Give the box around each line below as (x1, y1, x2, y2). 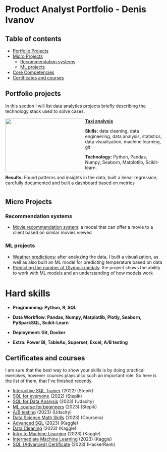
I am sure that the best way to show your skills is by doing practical (5, 367, 145, 373)
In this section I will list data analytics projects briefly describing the (5, 103, 146, 109)
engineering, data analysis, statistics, (85, 133, 162, 139)
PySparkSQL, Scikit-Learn (12, 319, 69, 325)
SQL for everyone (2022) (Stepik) (12, 393, 82, 399)
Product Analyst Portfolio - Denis (5, 4, 146, 15)
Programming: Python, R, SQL (12, 304, 77, 310)
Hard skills (5, 287, 50, 299)
